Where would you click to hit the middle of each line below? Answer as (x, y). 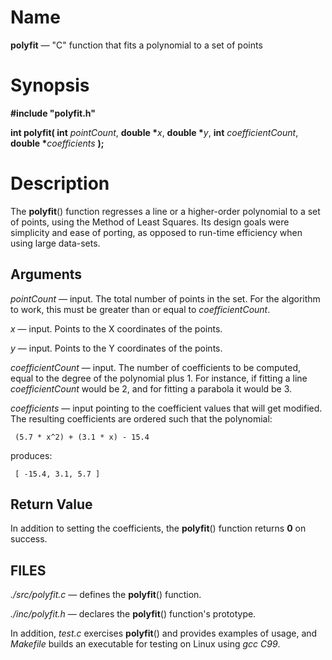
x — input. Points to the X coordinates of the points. (116, 328)
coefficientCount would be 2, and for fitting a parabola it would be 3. (151, 388)
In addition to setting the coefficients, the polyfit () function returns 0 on (158, 528)
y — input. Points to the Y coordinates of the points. (116, 348)
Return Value (51, 504)
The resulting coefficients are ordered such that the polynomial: (141, 418)
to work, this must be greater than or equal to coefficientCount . (140, 309)
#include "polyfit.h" (53, 113)
